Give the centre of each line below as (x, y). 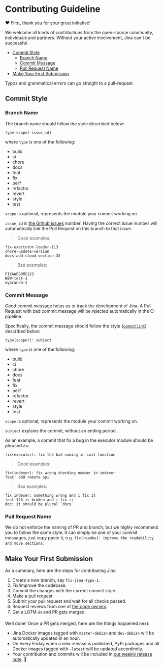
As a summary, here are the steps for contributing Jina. (61, 571)
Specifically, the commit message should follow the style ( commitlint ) (76, 326)
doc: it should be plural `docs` (39, 504)
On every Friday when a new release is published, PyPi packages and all (85, 644)
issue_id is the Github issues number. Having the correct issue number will (81, 223)
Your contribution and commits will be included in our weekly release (82, 654)
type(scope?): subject (28, 340)
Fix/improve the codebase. (39, 585)
